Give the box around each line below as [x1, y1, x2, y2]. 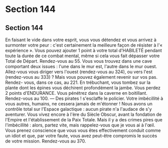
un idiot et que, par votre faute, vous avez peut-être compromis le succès [5, 133, 157, 138]
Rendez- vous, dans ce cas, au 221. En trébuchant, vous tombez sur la [5, 79, 151, 85]
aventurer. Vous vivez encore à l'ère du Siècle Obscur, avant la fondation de [5, 111, 162, 117]
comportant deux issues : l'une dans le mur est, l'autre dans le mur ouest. [5, 64, 157, 69]
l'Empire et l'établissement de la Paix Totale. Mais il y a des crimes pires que [5, 117, 163, 122]
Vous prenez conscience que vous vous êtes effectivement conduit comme [5, 127, 161, 133]
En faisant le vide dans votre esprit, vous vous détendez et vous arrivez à [5, 37, 157, 43]
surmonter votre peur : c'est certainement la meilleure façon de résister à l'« [5, 42, 163, 48]
